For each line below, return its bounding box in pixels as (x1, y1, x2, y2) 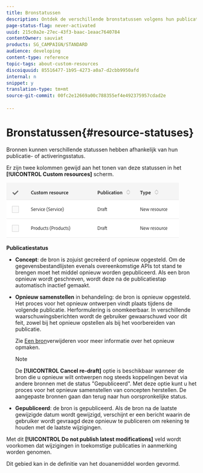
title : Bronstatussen (6, 10, 61, 16)
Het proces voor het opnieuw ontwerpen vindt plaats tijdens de (14, 299, 173, 307)
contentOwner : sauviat (6, 35, 63, 42)
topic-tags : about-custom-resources (6, 60, 98, 67)
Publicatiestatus (6, 244, 48, 251)
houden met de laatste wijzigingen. (14, 423, 103, 431)
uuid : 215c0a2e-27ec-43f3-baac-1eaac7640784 (6, 29, 120, 35)
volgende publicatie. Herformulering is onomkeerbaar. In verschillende (14, 306, 191, 313)
